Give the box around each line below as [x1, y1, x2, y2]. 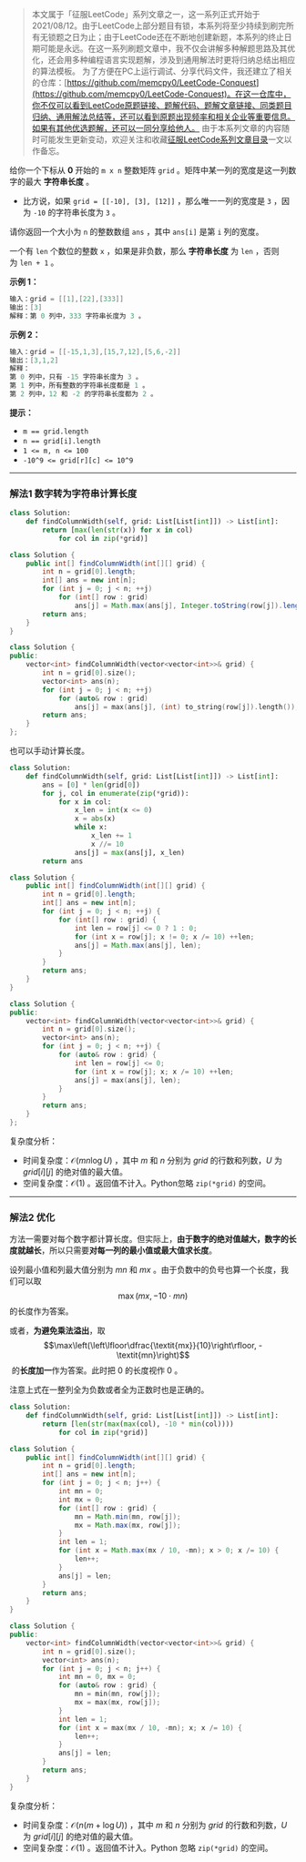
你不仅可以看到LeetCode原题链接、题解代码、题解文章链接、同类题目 [31, 100, 292, 110]
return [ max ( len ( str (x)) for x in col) [42, 525, 194, 534]
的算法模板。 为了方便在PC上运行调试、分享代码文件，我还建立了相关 [31, 66, 293, 76]
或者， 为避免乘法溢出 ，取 [9, 1325, 106, 1337]
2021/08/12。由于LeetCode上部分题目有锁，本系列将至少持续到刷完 [31, 20, 287, 31]
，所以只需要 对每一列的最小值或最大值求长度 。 [41, 1245, 217, 1256]
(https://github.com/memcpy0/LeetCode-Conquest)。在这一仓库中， [31, 88, 291, 99]
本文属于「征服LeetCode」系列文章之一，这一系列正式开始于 [31, 9, 260, 19]
